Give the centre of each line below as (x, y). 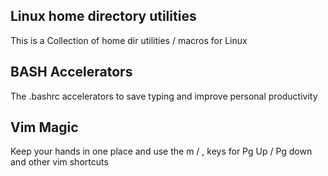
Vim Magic (44, 127)
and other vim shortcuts (59, 162)
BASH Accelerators (71, 72)
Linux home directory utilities (103, 16)
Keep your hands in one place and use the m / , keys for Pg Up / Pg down (161, 151)
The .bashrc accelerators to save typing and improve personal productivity (164, 96)
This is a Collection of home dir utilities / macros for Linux (129, 40)
